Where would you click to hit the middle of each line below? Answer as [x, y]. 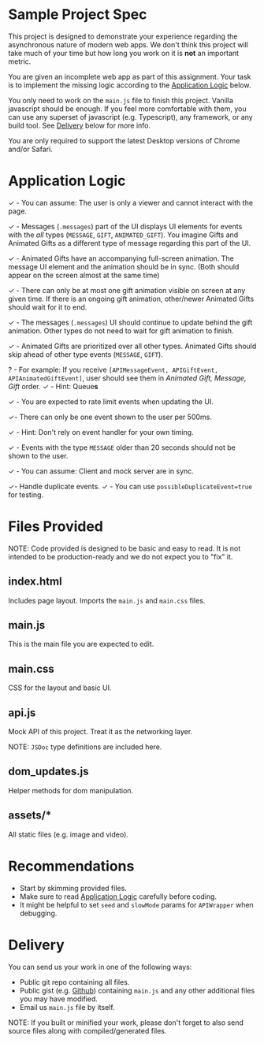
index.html [35, 582]
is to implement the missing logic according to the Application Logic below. [130, 85]
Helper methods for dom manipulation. [71, 790]
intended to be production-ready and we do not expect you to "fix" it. [121, 556]
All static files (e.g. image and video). [68, 834]
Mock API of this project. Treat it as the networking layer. [100, 732]
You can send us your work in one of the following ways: [100, 967]
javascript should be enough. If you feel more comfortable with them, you [127, 109]
